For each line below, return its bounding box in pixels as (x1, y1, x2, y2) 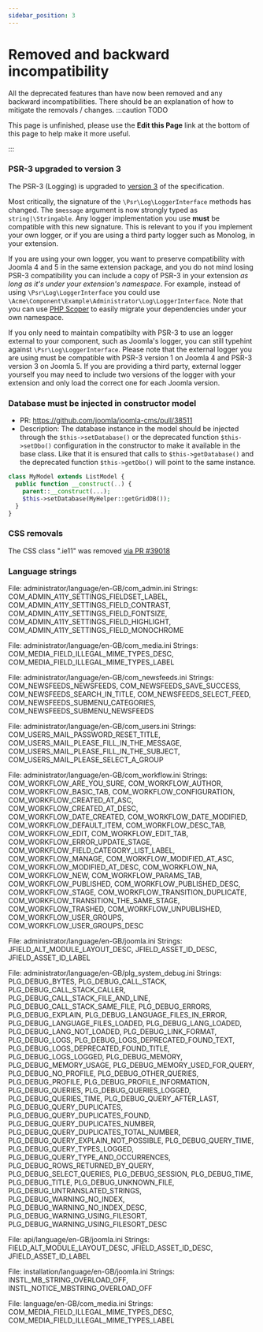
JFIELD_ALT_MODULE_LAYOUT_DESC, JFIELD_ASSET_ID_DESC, (8, 945, 217, 954)
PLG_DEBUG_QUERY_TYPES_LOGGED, (8, 1144, 134, 1153)
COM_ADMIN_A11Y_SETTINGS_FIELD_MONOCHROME (8, 626, 184, 634)
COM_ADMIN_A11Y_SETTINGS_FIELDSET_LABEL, (8, 592, 168, 601)
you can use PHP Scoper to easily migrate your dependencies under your (8, 304, 246, 314)
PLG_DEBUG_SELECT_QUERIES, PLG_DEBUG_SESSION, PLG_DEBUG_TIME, (8, 1170, 254, 1178)
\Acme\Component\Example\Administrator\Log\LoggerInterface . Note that (8, 296, 243, 305)
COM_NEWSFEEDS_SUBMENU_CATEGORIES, (8, 698, 156, 707)
